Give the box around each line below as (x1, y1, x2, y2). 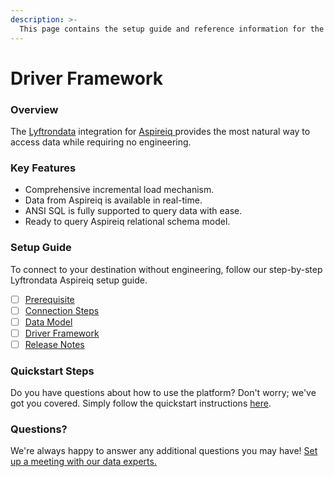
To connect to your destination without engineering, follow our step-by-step (10, 263, 323, 275)
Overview (10, 102, 59, 116)
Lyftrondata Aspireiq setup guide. (10, 274, 148, 286)
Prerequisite (24, 293, 75, 305)
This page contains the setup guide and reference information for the (19, 24, 325, 34)
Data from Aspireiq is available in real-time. (24, 194, 203, 206)
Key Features (10, 161, 77, 175)
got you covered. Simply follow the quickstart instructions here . (10, 397, 272, 410)
